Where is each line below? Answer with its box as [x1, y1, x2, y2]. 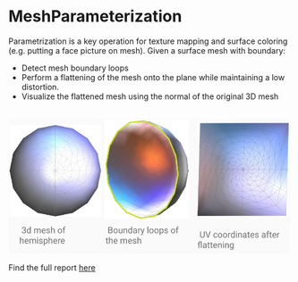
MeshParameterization [8, 6, 183, 27]
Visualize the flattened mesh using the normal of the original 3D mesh [21, 91, 279, 102]
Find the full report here [8, 261, 96, 273]
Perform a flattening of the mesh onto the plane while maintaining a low [21, 71, 285, 82]
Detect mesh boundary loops [21, 62, 129, 73]
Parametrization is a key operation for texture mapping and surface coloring [8, 36, 288, 46]
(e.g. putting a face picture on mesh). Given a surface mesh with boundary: [8, 45, 286, 55]
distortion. [21, 81, 60, 92]
